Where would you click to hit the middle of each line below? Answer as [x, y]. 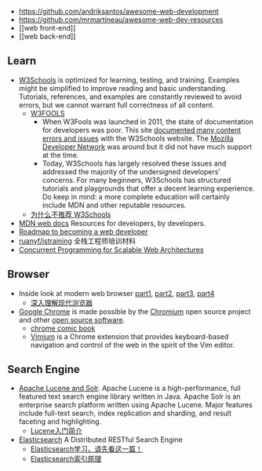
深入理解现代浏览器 [62, 302]
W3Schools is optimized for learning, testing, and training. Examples [129, 80]
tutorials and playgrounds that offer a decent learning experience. [148, 188]
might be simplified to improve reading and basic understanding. [123, 88]
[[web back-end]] [47, 36]
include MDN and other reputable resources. [114, 205]
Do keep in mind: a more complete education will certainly [136, 196]
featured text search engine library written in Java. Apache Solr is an [129, 396]
